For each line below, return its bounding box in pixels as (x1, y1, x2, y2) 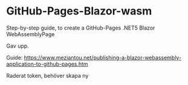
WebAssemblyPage (6, 30, 55, 37)
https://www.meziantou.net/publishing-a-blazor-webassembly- (24, 54, 182, 61)
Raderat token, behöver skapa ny (6, 72, 89, 79)
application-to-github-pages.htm (6, 60, 89, 68)
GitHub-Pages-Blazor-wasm (6, 4, 152, 18)
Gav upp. (6, 42, 29, 49)
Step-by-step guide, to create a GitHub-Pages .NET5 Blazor (6, 24, 155, 31)
